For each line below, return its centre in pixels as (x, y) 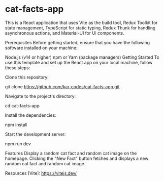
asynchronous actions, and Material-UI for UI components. (65, 33)
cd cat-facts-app (22, 105)
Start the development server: (35, 134)
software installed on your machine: (41, 48)
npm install (16, 125)
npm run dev (18, 144)
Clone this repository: (27, 77)
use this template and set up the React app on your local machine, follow (79, 62)
